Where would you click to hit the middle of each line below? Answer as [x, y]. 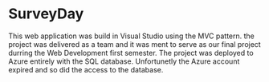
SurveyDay [46, 14]
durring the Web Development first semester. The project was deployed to [131, 53]
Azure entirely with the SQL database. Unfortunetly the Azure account [124, 61]
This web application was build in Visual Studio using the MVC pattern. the [132, 36]
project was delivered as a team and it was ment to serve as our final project [134, 44]
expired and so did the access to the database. [86, 69]
